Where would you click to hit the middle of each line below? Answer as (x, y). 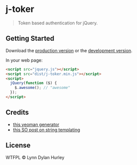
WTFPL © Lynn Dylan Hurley (35, 157)
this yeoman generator (36, 124)
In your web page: (24, 60)
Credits (17, 113)
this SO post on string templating (46, 130)
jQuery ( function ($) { (34, 83)
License (18, 145)
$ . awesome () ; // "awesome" (42, 88)
